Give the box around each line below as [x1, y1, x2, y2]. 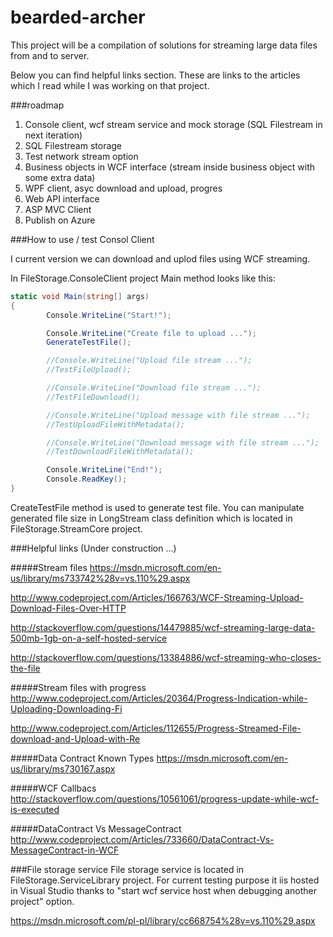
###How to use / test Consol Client [10, 233, 155, 245]
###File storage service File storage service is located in [10, 863, 245, 875]
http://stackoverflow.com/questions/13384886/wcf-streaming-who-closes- [10, 651, 322, 663]
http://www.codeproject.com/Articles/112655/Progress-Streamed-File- [10, 722, 302, 734]
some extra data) [24, 171, 96, 183]
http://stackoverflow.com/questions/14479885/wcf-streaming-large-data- [10, 621, 316, 633]
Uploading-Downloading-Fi [10, 702, 123, 715]
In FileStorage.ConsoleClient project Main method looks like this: [10, 272, 276, 284]
